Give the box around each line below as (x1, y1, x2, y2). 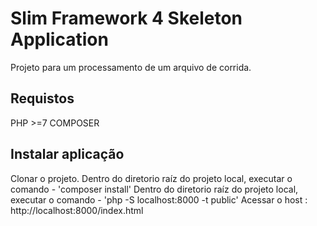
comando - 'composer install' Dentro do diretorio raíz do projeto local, (10, 183, 299, 195)
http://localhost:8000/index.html (10, 204, 144, 216)
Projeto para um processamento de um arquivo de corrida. (10, 61, 252, 73)
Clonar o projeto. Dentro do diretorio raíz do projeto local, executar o (10, 172, 293, 184)
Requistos (10, 90, 75, 107)
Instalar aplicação (10, 146, 125, 163)
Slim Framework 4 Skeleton (10, 7, 243, 30)
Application (10, 28, 109, 51)
